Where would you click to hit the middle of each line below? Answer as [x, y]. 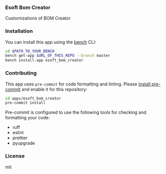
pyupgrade [24, 143]
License [15, 156]
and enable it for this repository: [54, 89]
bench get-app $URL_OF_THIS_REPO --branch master [58, 56]
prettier [20, 138]
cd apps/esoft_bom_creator [33, 98]
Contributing [21, 73]
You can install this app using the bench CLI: [51, 42]
